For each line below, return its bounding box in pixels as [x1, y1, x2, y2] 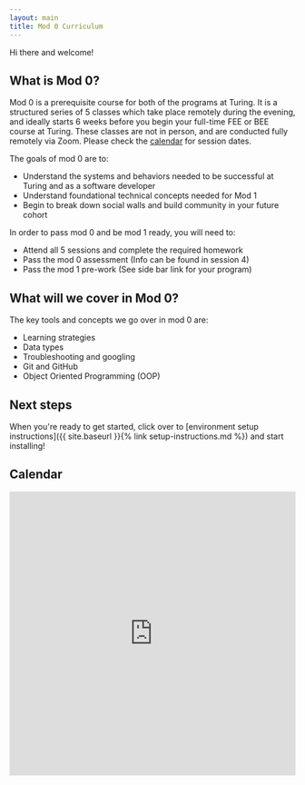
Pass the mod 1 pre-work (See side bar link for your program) [22, 264, 252, 275]
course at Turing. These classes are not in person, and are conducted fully [9, 126, 289, 137]
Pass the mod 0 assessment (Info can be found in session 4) [22, 254, 250, 265]
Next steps [9, 397, 73, 412]
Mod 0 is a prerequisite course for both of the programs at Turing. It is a [9, 97, 279, 108]
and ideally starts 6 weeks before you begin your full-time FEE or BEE [9, 116, 270, 127]
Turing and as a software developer [22, 181, 156, 192]
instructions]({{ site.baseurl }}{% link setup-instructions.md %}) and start [9, 431, 284, 442]
